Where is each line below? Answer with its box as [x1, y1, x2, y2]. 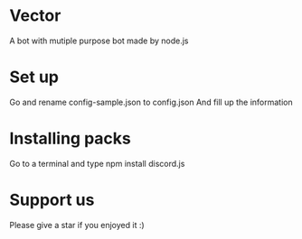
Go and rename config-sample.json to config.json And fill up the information [9, 97, 294, 107]
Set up [9, 67, 59, 87]
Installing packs [9, 128, 131, 149]
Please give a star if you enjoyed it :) [9, 219, 145, 230]
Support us [9, 190, 95, 210]
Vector [9, 5, 61, 26]
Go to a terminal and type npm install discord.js [9, 158, 185, 169]
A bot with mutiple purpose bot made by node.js [9, 35, 189, 46]
